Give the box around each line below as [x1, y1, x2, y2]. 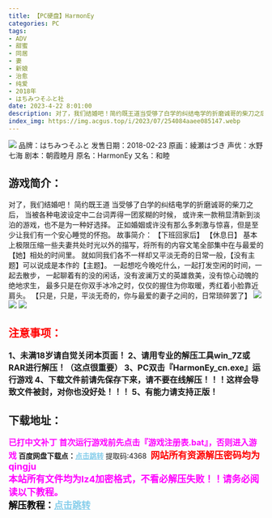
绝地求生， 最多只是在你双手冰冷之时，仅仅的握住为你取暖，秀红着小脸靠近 [8, 280, 259, 290]
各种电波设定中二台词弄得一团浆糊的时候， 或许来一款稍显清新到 [38, 210, 253, 219]
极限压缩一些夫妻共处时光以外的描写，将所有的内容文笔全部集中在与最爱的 [15, 240, 264, 249]
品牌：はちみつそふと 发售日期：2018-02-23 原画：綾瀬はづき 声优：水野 [18, 140, 263, 150]
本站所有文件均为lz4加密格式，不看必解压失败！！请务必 [8, 473, 251, 486]
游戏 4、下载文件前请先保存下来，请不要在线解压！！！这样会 [16, 374, 251, 385]
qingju [8, 461, 37, 473]
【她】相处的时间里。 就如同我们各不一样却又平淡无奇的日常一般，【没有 [8, 250, 249, 260]
